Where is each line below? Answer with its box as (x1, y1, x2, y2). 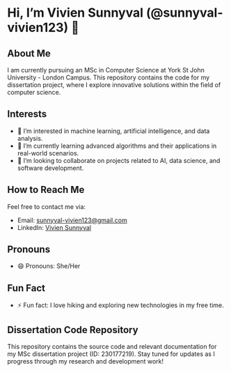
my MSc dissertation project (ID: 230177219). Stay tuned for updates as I (7, 350, 216, 358)
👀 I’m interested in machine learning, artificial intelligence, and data (17, 127, 210, 135)
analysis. (17, 134, 43, 142)
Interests (7, 108, 47, 120)
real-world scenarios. (17, 148, 79, 157)
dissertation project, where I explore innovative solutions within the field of (7, 81, 221, 88)
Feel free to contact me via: (7, 202, 86, 210)
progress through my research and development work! (7, 357, 164, 366)
